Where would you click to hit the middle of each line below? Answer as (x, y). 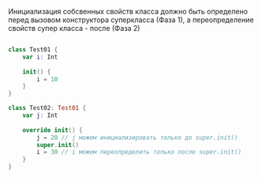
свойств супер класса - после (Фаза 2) (74, 28)
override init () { (52, 130)
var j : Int (40, 116)
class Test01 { (33, 50)
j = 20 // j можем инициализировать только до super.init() (137, 138)
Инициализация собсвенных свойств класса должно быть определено (128, 11)
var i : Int (40, 57)
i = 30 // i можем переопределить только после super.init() (139, 152)
